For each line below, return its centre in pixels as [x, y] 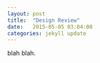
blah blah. [22, 53]
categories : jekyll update [47, 33]
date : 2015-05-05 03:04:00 [50, 27]
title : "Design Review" [44, 20]
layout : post [26, 14]
